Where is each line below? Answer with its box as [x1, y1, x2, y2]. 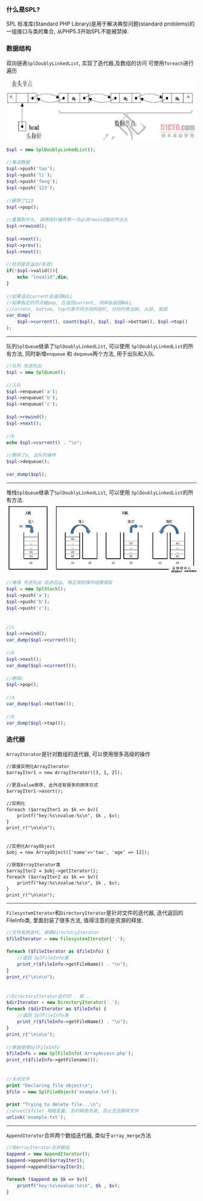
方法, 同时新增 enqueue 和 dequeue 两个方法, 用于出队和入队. [11, 350, 156, 357]
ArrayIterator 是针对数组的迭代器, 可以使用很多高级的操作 [6, 750, 151, 757]
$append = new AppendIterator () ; [6, 1151, 91, 1157]
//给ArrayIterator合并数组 [6, 1145, 69, 1151]
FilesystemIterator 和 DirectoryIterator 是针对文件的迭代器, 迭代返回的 [6, 909, 184, 916]
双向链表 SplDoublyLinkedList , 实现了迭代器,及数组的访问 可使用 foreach [6, 59, 184, 67]
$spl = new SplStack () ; [6, 586, 66, 592]
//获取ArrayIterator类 [6, 862, 61, 868]
